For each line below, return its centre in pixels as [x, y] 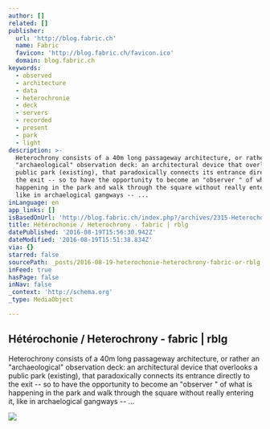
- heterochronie [43, 98]
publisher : [27, 31]
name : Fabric [37, 46]
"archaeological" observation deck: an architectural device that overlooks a [133, 367]
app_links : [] [32, 210]
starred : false [34, 255]
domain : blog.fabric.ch [55, 61]
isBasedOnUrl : [32, 218]
